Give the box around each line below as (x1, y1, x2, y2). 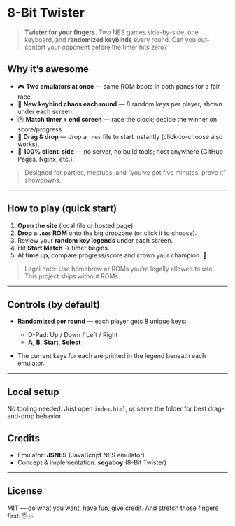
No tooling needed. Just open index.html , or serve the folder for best (7, 404, 207, 413)
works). (17, 140, 40, 148)
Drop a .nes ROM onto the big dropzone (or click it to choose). (17, 229, 197, 237)
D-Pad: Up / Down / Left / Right (27, 331, 118, 339)
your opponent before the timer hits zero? (47, 43, 168, 51)
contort (24, 43, 46, 51)
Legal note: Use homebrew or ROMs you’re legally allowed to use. (24, 264, 215, 273)
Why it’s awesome (7, 63, 90, 75)
